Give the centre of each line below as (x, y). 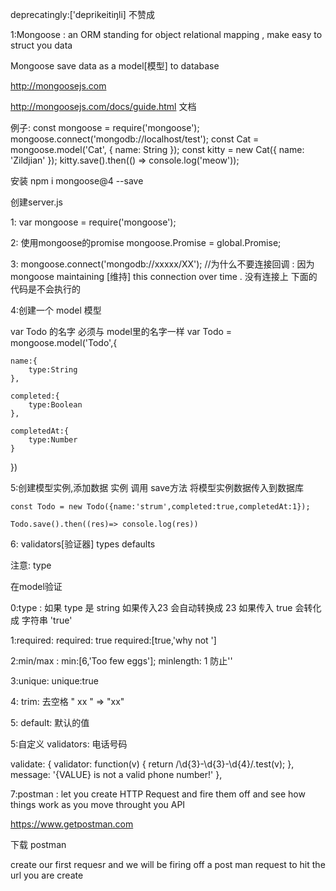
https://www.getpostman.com (72, 824)
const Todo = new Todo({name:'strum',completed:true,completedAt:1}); (160, 507)
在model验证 (36, 586)
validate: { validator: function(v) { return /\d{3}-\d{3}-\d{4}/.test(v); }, (152, 764)
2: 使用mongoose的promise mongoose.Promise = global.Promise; (146, 242)
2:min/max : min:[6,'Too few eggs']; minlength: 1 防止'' (121, 661)
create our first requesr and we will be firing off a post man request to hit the (168, 864)
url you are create (47, 875)
